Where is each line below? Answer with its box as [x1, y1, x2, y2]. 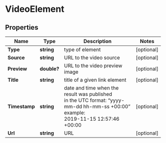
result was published [64, 91, 113, 97]
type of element [64, 46, 101, 53]
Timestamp [7, 103, 36, 110]
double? [40, 65, 59, 72]
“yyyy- [108, 97, 125, 103]
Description [83, 38, 112, 45]
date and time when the [64, 85, 119, 91]
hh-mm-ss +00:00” [83, 103, 131, 110]
